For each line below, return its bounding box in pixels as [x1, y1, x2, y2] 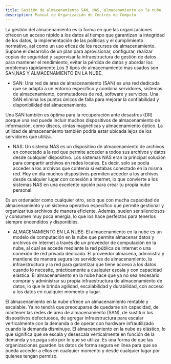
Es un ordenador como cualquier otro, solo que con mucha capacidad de [5, 197, 160, 203]
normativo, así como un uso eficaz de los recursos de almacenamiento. [5, 43, 156, 49]
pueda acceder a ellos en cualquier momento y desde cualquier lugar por [5, 347, 160, 354]
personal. [12, 187, 33, 193]
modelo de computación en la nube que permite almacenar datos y [12, 234, 155, 240]
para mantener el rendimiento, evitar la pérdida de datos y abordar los [5, 59, 153, 65]
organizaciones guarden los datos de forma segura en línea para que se [5, 342, 157, 348]
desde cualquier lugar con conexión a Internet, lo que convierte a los [12, 176, 158, 182]
